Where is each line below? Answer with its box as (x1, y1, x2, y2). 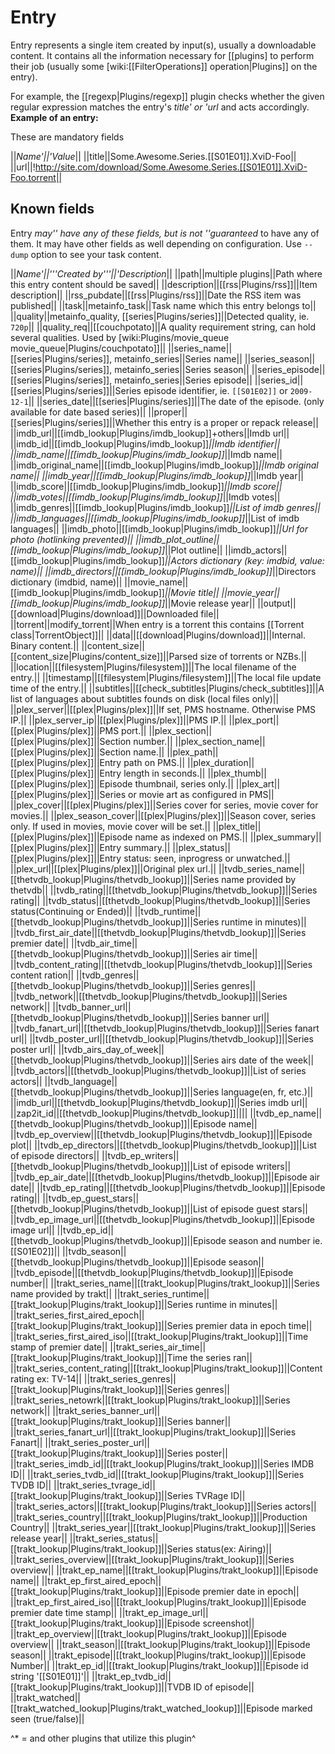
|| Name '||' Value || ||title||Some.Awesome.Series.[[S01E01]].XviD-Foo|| (10, 150, 297, 162)
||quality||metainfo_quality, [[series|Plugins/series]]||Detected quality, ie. (10, 310, 310, 322)
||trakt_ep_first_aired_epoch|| (41, 1574, 162, 1586)
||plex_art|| (235, 777, 281, 790)
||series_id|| (254, 374, 304, 386)
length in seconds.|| (123, 767, 206, 779)
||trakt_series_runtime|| (114, 1287, 210, 1300)
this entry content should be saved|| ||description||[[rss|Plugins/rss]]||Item (10, 278, 318, 290)
